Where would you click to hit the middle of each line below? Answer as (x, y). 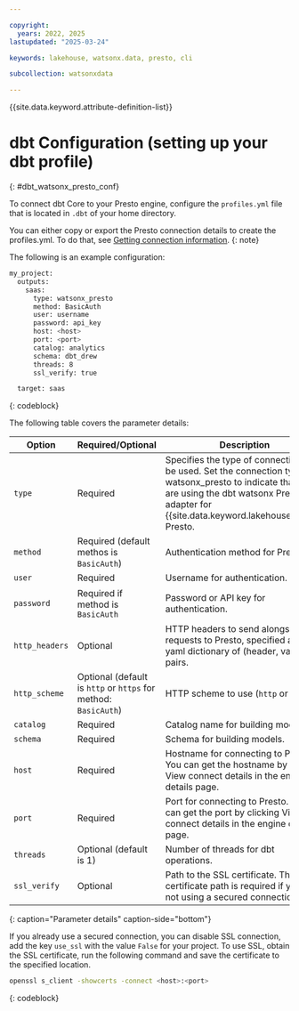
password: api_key (67, 323)
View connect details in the (222, 776)
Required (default (113, 541)
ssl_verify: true (65, 373)
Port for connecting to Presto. (227, 802)
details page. (192, 787)
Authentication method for (220, 553)
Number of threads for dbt (220, 849)
